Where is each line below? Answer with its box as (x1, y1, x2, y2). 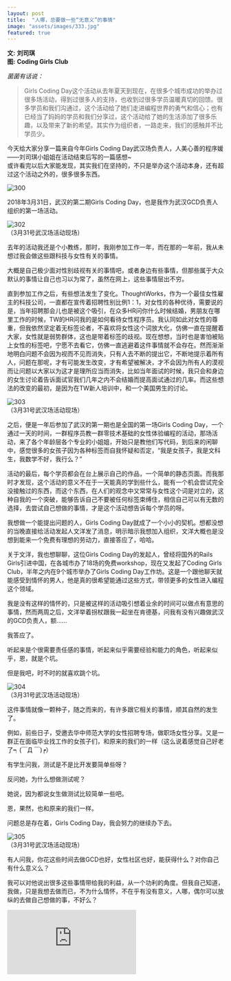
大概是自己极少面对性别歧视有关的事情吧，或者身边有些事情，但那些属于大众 (7, 266, 224, 275)
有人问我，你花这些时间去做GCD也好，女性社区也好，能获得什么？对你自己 (7, 855, 219, 863)
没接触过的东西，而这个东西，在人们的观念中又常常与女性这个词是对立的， (7, 487, 218, 495)
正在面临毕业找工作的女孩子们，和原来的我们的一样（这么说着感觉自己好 (12, 737, 218, 746)
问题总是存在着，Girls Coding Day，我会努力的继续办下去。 (7, 819, 176, 827)
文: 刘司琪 (7, 49, 36, 57)
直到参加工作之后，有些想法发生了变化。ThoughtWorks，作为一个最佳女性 (7, 289, 218, 298)
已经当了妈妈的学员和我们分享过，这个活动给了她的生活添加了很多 (23, 113, 211, 121)
